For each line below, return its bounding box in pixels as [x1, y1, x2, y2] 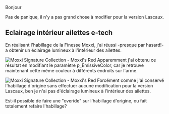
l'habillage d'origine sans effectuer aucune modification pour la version [5, 82, 153, 88]
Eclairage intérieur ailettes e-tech [5, 29, 113, 37]
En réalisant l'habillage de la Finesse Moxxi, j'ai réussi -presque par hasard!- [5, 42, 164, 48]
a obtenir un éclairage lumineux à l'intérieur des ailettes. [5, 47, 122, 53]
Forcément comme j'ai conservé [97, 77, 164, 83]
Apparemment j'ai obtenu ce [97, 57, 156, 63]
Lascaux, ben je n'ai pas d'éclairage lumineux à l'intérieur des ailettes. [5, 88, 151, 94]
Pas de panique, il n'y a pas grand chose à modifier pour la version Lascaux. [5, 14, 164, 20]
